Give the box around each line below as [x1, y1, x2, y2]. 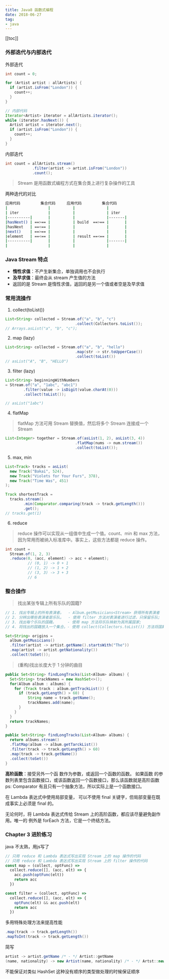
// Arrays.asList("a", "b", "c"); [5, 326, 78, 331]
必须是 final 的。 [22, 800, 56, 806]
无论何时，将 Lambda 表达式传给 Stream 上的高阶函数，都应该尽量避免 [5, 811, 152, 817]
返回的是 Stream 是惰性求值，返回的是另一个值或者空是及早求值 [12, 281, 145, 287]
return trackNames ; [10, 719, 51, 724]
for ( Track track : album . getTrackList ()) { [14, 686, 109, 691]
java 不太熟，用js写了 [5, 843, 49, 849]
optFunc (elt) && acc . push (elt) [14, 900, 80, 905]
